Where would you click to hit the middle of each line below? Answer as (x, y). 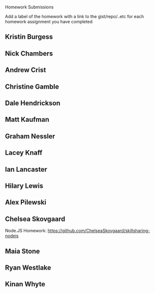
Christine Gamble (32, 86)
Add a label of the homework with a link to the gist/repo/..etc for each (75, 16)
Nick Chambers (29, 53)
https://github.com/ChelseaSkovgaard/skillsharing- (99, 231)
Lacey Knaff (24, 153)
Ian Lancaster (26, 169)
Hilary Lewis (24, 186)
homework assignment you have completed (49, 22)
